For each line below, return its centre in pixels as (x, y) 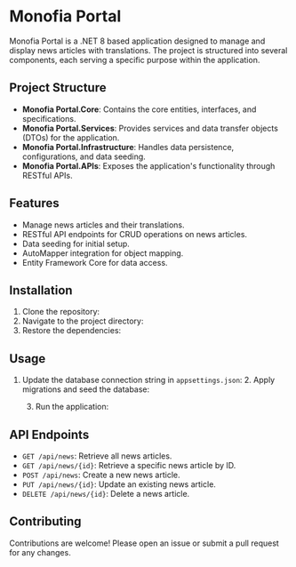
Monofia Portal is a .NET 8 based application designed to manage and (137, 41)
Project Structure (58, 88)
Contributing (45, 522)
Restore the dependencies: (72, 331)
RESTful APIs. (47, 175)
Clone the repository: (61, 312)
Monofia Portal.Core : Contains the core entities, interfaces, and (139, 109)
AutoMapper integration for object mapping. (103, 253)
